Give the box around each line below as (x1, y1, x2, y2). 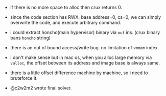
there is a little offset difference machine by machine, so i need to (10, 70, 148, 76)
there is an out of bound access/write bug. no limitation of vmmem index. (10, 45, 159, 50)
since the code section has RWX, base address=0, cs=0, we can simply (10, 14, 161, 20)
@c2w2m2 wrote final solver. (10, 85, 72, 91)
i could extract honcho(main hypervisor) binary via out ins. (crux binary (10, 29, 160, 35)
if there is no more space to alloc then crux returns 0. (10, 5, 123, 10)
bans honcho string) (10, 35, 51, 41)
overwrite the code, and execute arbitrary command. (10, 20, 122, 25)
